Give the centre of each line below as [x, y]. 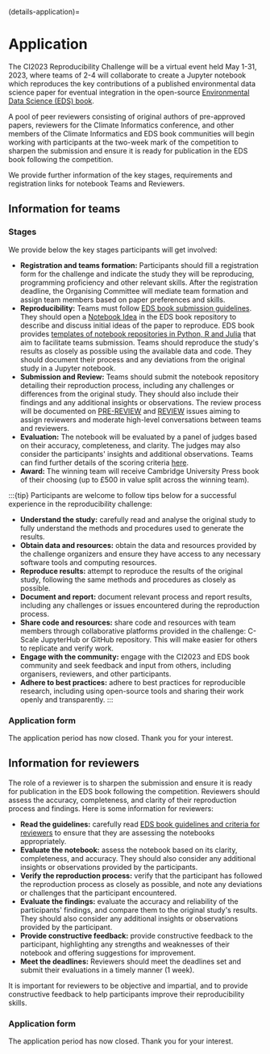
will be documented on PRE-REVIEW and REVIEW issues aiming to [130, 411]
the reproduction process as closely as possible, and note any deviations [141, 884]
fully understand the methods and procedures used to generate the [132, 528]
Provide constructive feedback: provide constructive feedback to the [137, 935]
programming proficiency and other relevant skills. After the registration [139, 282]
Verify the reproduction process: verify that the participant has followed [141, 876]
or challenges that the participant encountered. [98, 893]
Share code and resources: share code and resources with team [128, 622]
